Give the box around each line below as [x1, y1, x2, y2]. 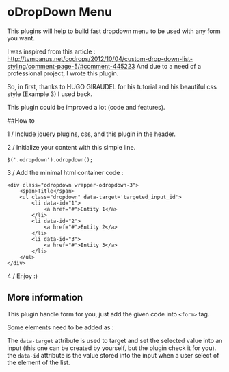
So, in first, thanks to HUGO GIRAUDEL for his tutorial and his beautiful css [7, 82, 217, 91]
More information [7, 292, 83, 303]
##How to [7, 116, 36, 124]
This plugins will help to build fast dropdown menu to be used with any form [7, 27, 221, 35]
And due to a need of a [136, 62, 202, 70]
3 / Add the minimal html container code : [7, 168, 124, 176]
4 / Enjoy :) [7, 272, 38, 280]
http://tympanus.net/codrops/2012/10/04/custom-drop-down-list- [7, 54, 193, 62]
